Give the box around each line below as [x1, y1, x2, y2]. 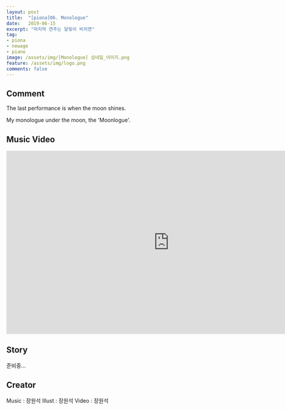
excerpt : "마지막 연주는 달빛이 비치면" [6, 26, 95, 32]
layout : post [6, 9, 40, 15]
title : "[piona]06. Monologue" [6, 15, 88, 21]
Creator [6, 380, 37, 390]
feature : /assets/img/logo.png [6, 60, 86, 66]
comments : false [6, 65, 47, 72]
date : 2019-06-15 [6, 20, 56, 26]
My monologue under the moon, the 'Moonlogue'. [6, 117, 131, 124]
